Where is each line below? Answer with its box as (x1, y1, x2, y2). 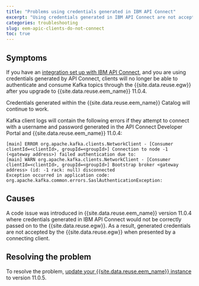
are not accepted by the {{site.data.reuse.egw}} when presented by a (6, 228, 176, 235)
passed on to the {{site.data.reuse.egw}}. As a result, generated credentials (6, 222, 191, 229)
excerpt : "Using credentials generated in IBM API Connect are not (6, 14, 176, 20)
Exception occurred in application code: (6, 172, 110, 178)
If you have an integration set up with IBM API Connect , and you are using (6, 68, 187, 76)
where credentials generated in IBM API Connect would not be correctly (6, 215, 182, 223)
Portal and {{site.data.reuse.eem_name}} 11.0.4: (6, 129, 123, 137)
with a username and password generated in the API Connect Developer (6, 123, 183, 130)
